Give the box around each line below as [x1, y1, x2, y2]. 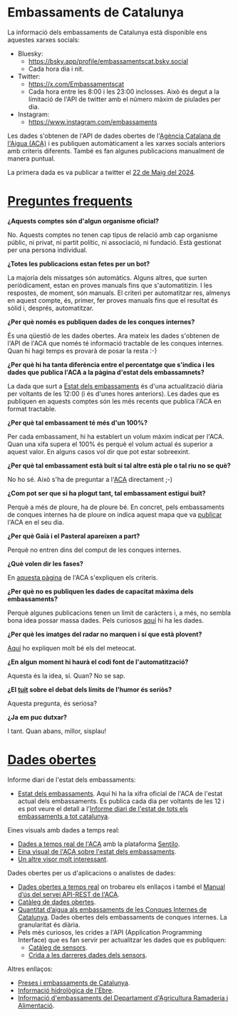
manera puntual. [7, 154, 56, 163]
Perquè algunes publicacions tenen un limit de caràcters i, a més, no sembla [7, 608, 232, 617]
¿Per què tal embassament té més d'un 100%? [7, 418, 148, 427]
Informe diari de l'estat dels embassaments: [7, 775, 136, 784]
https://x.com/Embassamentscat [28, 79, 125, 88]
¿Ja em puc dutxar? [7, 713, 68, 721]
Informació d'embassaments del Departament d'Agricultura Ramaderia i [17, 993, 229, 1002]
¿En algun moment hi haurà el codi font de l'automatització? [7, 658, 189, 666]
